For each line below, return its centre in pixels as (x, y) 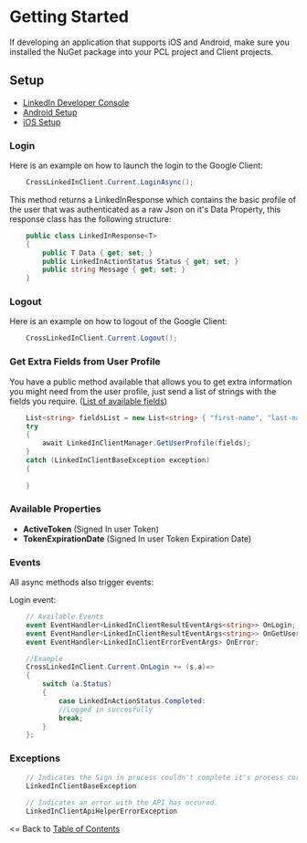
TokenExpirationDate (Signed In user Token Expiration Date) (137, 538)
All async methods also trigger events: (81, 583)
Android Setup (50, 112)
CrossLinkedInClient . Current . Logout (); (102, 338)
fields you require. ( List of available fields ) (88, 401)
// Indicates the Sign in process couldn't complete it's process (155, 777)
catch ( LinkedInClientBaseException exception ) (118, 460)
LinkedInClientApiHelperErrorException (102, 811)
